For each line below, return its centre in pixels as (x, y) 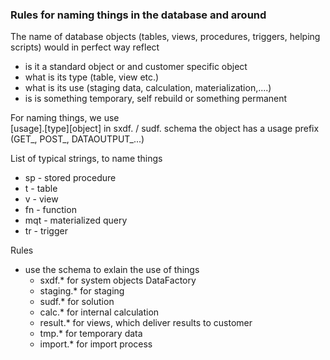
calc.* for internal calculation (99, 312)
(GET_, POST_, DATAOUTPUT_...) (77, 139)
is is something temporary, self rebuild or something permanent (156, 99)
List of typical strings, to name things (86, 159)
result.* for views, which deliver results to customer (146, 323)
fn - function (50, 210)
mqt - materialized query (76, 220)
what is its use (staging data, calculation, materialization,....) (148, 88)
